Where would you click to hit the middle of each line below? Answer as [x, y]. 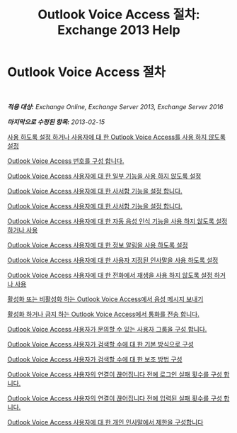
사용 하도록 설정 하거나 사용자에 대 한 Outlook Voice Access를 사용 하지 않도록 [117, 137]
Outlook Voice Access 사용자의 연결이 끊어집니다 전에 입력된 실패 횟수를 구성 [115, 398]
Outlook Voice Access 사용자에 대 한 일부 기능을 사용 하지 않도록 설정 [104, 176]
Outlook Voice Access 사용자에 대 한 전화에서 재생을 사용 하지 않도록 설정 [110, 275]
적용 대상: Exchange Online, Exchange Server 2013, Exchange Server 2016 [115, 106]
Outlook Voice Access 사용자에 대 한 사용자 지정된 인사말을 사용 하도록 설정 [113, 260]
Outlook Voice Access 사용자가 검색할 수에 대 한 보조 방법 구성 [95, 359]
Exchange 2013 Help [119, 30]
